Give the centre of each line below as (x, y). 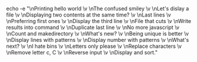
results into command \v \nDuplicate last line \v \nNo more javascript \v (93, 27)
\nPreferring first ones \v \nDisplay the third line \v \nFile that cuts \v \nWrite (99, 21)
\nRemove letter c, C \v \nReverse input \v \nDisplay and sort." (82, 52)
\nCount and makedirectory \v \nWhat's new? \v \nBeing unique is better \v (98, 34)
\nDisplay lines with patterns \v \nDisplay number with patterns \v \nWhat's (98, 40)
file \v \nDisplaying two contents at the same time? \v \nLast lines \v (89, 15)
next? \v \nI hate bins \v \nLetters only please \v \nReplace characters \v (94, 46)
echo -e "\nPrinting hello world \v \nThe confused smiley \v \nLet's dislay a (98, 9)
